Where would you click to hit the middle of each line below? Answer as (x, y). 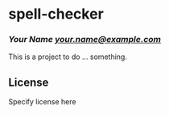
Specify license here (42, 102)
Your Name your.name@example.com (84, 40)
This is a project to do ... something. (68, 57)
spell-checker (56, 14)
